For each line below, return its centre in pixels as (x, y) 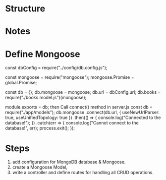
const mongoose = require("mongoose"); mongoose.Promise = (70, 77)
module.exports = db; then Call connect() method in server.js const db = (79, 107)
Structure (25, 9)
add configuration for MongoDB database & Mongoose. (69, 162)
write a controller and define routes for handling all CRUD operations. (83, 173)
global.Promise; (21, 83)
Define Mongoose (43, 54)
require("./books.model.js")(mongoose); (46, 98)
